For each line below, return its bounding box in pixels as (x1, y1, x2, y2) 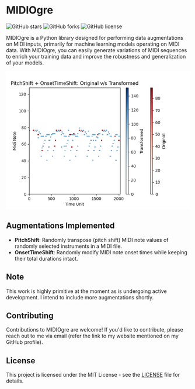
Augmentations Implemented (6, 221, 115, 231)
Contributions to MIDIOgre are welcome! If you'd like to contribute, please (6, 326, 183, 333)
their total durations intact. (14, 255, 78, 262)
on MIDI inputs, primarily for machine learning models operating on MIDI (6, 40, 180, 47)
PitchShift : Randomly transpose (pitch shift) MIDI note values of (14, 236, 169, 243)
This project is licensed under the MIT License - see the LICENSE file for (6, 371, 180, 378)
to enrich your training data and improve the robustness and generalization (6, 53, 186, 60)
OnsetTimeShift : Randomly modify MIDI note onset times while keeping (14, 248, 188, 255)
